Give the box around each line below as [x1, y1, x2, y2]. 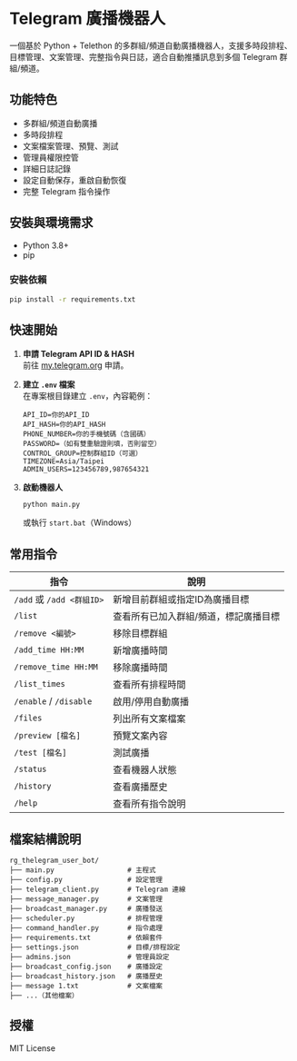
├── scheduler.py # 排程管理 [9, 914, 163, 923]
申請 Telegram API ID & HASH [22, 348, 134, 359]
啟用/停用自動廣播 [113, 696, 189, 709]
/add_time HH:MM [14, 645, 84, 655]
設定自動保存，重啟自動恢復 [22, 174, 127, 185]
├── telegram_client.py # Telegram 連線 [9, 885, 186, 895]
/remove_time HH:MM [14, 662, 98, 672]
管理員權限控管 [22, 152, 79, 163]
